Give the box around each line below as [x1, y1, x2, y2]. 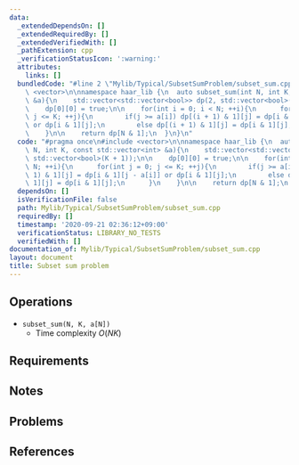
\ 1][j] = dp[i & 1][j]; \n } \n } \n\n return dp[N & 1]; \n [25, 179, 289, 188]
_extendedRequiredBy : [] [17, 29, 109, 38]
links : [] [25, 71, 62, 80]
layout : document [9, 253, 74, 263]
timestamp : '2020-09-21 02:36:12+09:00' [17, 220, 169, 229]
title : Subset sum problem [9, 262, 109, 271]
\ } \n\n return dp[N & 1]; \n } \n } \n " [25, 129, 193, 138]
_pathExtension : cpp [17, 46, 93, 55]
